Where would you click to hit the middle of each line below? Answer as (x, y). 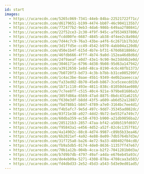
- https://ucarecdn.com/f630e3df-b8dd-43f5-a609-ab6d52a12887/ (74, 100)
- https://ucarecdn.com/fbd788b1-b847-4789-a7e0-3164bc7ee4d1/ (74, 105)
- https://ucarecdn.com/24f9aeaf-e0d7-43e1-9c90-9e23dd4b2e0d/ (74, 59)
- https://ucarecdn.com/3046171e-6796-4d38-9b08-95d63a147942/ (74, 64)
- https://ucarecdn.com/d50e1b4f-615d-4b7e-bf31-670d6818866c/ (74, 50)
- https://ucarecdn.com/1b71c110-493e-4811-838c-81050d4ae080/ (74, 87)
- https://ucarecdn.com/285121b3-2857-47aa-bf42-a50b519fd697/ (74, 123)
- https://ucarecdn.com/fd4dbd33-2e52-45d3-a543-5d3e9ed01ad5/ (74, 164)
